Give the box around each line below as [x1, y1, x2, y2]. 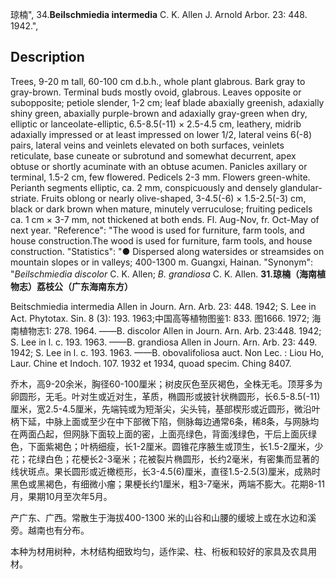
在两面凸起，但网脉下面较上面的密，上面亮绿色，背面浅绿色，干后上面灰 [10, 428, 308, 440]
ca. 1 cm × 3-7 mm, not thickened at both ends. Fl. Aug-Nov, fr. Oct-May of [10, 213, 320, 225]
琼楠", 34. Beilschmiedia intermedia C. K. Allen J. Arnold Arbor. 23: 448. [10, 9, 308, 20]
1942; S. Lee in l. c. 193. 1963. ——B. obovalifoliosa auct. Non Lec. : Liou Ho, [10, 346, 325, 358]
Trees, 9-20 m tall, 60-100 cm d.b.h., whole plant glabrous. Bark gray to [10, 75, 306, 87]
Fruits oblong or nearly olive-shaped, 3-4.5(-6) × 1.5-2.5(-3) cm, [41, 192, 307, 204]
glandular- [279, 181, 323, 193]
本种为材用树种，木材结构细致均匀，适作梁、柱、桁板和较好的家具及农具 [10, 545, 308, 557]
